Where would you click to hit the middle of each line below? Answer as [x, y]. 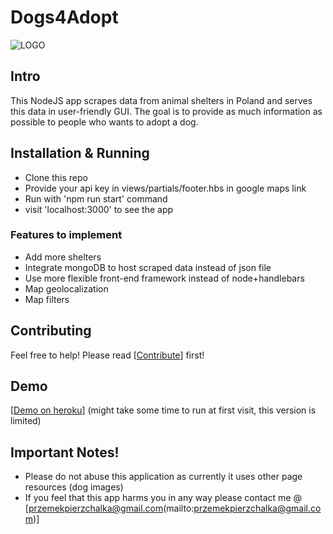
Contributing [51, 331]
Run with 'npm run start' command [96, 198]
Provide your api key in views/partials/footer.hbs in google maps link [165, 188]
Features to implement [66, 235]
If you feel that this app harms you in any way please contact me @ [163, 498]
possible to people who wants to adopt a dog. [104, 122]
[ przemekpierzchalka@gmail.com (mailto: [109, 508]
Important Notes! [65, 452]
